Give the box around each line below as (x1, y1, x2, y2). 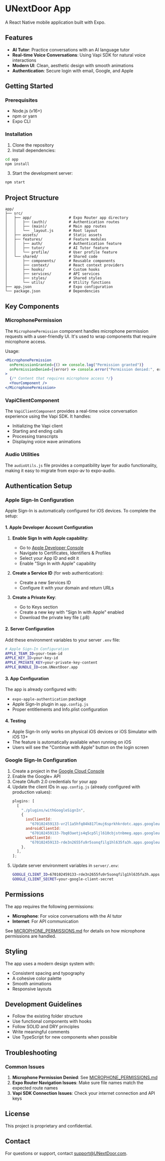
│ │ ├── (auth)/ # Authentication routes (5, 220, 120, 225)
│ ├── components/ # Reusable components (5, 259, 115, 264)
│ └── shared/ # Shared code (5, 254, 98, 259)
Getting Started (5, 82, 54, 90)
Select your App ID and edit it (19, 555, 80, 561)
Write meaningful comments (12, 1029, 70, 1035)
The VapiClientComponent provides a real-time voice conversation (5, 408, 137, 414)
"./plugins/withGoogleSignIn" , (21, 808, 85, 813)
